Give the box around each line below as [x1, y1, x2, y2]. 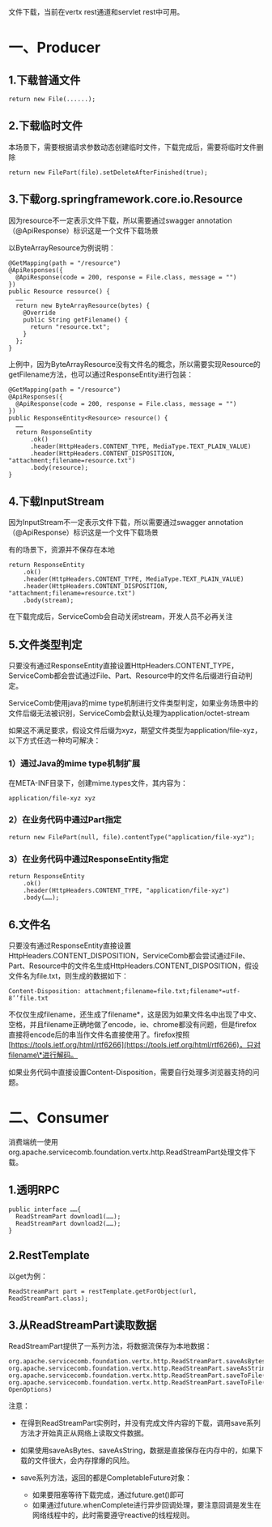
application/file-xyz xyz [8, 794, 96, 802]
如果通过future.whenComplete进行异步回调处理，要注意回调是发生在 [32, 1500, 261, 1510]
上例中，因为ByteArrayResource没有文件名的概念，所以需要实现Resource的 [8, 359, 261, 369]
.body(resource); [29, 463, 89, 471]
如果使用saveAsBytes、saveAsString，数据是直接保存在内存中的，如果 [19, 1445, 257, 1456]
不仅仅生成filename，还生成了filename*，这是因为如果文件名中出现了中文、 [8, 1009, 261, 1019]
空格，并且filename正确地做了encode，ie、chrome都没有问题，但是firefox [8, 1019, 257, 1029]
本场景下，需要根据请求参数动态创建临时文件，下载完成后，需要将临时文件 [8, 142, 257, 151]
